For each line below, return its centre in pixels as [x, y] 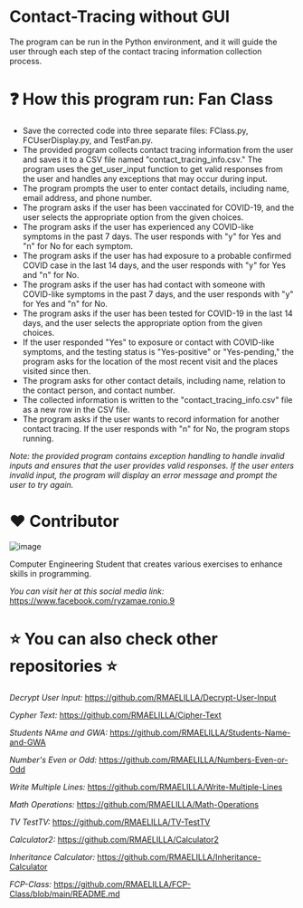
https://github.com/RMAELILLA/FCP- [123, 884]
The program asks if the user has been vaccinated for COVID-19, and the [158, 207]
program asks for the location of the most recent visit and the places [150, 361]
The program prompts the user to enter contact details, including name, [156, 188]
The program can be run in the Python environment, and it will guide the [143, 42]
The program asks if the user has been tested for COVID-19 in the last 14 [158, 313]
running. [38, 438]
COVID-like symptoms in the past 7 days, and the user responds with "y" [158, 294]
